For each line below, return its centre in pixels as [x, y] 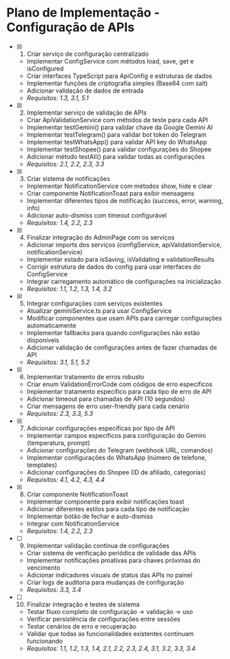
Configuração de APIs [71, 27]
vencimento [43, 567]
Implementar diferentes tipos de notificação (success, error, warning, [125, 200]
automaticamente [51, 325]
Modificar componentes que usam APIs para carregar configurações [124, 318]
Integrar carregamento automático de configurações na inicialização [124, 281]
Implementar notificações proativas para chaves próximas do [114, 560]
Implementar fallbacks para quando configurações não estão [113, 332]
